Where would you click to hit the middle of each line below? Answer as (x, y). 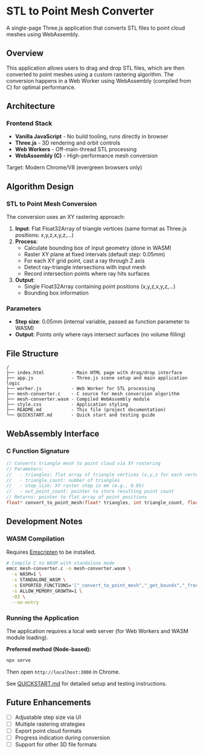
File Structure (32, 353)
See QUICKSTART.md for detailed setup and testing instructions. (87, 683)
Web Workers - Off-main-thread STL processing (76, 149)
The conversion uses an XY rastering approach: (66, 217)
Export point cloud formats (48, 730)
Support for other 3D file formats (56, 744)
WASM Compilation (35, 539)
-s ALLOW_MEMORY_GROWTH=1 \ (47, 591)
